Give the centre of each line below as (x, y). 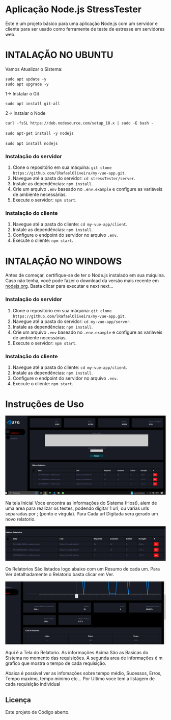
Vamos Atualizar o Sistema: (34, 69)
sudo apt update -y (26, 79)
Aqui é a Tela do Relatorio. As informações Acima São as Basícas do (77, 652)
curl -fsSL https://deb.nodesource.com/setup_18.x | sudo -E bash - (79, 123)
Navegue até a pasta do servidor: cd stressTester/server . (74, 178)
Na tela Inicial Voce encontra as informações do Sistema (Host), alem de (81, 503)
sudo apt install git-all (33, 104)
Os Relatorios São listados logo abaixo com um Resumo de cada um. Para (83, 569)
